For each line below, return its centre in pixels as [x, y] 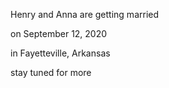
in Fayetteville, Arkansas [60, 53]
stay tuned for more [51, 72]
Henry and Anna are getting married [85, 14]
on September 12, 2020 [59, 33]
